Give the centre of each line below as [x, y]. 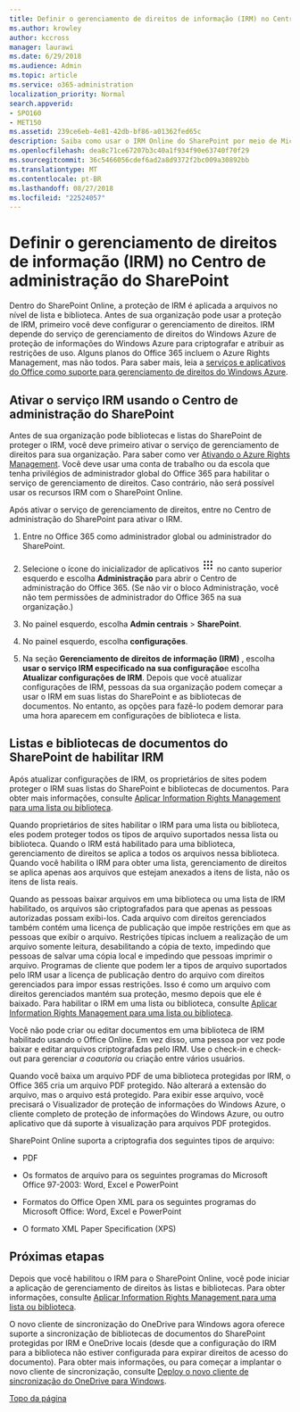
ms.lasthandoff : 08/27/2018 [62, 188]
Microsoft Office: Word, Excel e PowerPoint [102, 1211]
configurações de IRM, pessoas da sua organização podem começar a [152, 687]
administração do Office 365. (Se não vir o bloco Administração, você [150, 588]
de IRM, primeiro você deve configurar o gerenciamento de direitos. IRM [142, 325]
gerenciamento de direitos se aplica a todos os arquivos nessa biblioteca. [144, 853]
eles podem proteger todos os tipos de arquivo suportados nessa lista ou [144, 834]
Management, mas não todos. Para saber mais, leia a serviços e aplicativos [147, 362]
